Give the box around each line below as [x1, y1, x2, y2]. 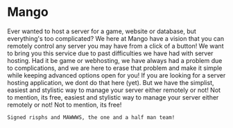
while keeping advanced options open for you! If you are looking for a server [7, 71, 226, 80]
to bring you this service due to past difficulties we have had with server [7, 49, 214, 57]
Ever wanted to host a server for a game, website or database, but [7, 27, 196, 35]
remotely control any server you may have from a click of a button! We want [7, 42, 224, 50]
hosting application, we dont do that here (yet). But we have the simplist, [7, 78, 214, 86]
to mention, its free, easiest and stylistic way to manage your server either [7, 93, 219, 101]
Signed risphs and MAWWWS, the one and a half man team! [7, 113, 175, 121]
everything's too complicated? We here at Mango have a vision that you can [7, 34, 224, 42]
